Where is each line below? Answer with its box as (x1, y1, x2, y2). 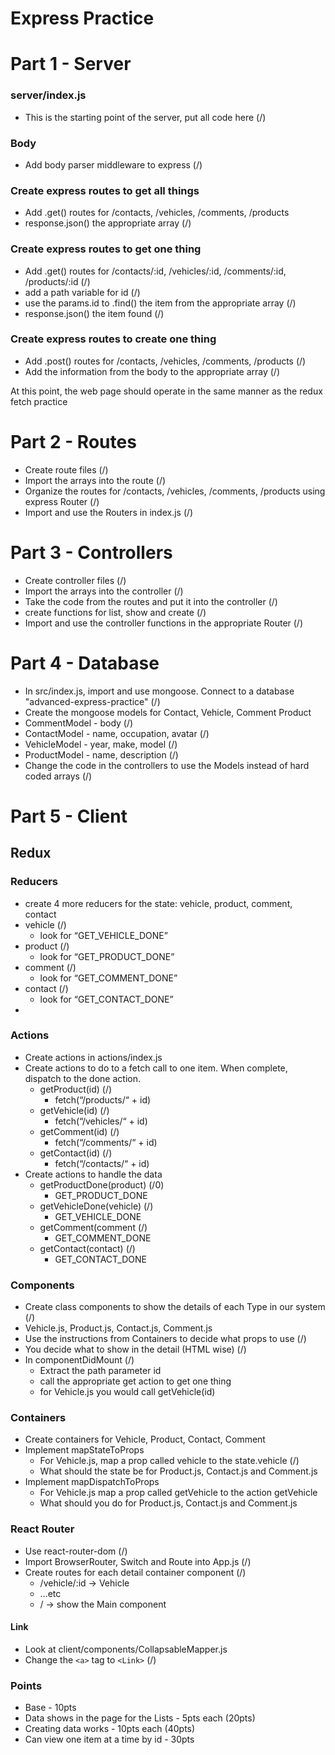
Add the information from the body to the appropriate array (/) (24, 365, 280, 377)
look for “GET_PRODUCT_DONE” (39, 950, 175, 962)
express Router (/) (24, 495, 100, 507)
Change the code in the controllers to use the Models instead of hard (24, 759, 310, 771)
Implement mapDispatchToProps (24, 1476, 160, 1488)
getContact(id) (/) (39, 1147, 113, 1159)
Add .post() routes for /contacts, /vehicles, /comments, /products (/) (24, 355, 307, 367)
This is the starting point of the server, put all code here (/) (24, 111, 267, 123)
